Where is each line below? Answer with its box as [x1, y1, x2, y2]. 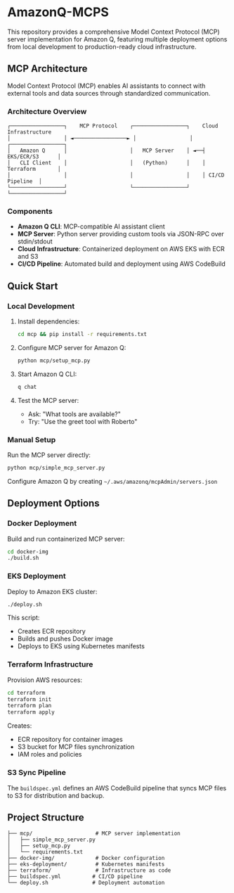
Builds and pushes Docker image [17, 634, 114, 643]
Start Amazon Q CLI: [17, 370, 77, 378]
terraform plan [7, 702, 52, 709]
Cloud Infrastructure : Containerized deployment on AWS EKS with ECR [17, 245, 225, 253]
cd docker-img [7, 548, 49, 555]
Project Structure [7, 811, 84, 823]
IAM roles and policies [17, 750, 82, 759]
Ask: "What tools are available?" [27, 409, 121, 418]
